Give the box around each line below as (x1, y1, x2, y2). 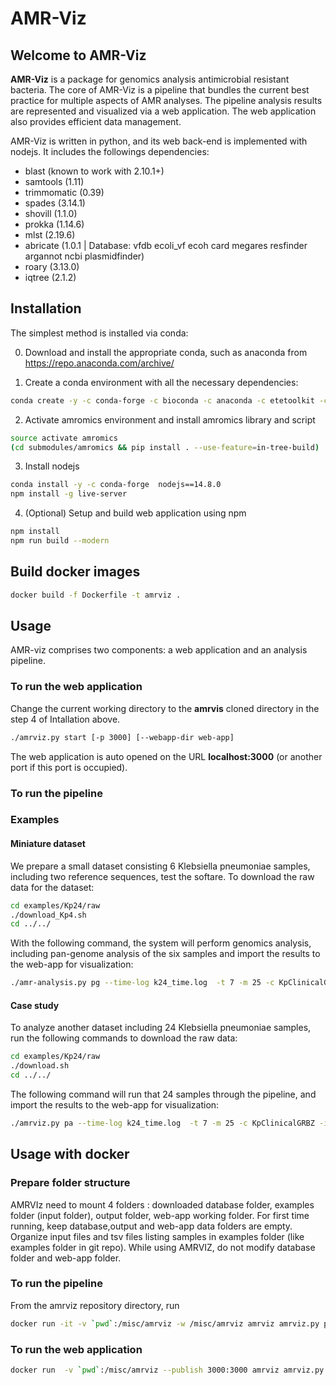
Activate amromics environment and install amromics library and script (24, 413, 316, 426)
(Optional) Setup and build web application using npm (24, 507, 247, 519)
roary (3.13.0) (24, 261, 80, 272)
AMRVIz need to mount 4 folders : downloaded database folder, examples (10, 1198, 315, 1211)
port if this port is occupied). (10, 761, 128, 773)
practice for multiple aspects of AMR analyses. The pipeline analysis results (10, 95, 323, 106)
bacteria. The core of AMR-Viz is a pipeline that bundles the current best (10, 84, 310, 96)
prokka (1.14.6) (24, 218, 85, 230)
